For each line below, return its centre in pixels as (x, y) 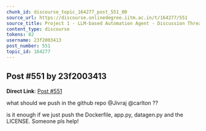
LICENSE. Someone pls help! (43, 121)
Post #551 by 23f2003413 (57, 76)
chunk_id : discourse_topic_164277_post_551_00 (67, 12)
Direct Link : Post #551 (34, 91)
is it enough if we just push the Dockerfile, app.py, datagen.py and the (95, 115)
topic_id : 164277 (29, 52)
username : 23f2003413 (34, 40)
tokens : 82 (20, 35)
